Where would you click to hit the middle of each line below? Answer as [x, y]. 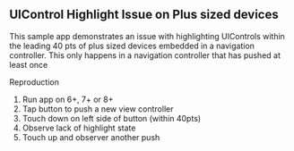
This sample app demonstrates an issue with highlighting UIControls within [147, 36]
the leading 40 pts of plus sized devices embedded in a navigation [132, 46]
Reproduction [35, 82]
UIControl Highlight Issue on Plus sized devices [144, 15]
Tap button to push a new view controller [98, 109]
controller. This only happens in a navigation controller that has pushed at [145, 55]
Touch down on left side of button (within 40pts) [112, 118]
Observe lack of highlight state [79, 128]
